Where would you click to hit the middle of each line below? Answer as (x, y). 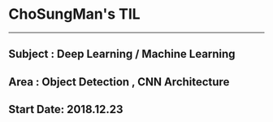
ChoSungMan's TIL (74, 14)
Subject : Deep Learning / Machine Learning (122, 54)
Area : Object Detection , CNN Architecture (119, 82)
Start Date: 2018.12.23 (66, 109)
